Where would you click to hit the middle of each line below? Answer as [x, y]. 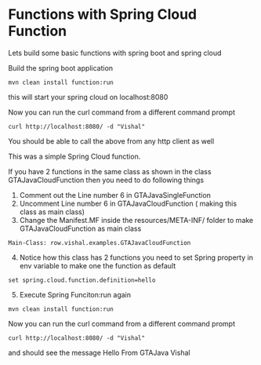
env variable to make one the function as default [98, 265]
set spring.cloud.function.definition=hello [82, 280]
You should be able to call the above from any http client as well [111, 141]
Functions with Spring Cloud [103, 15]
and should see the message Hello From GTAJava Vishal [99, 352]
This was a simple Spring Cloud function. [74, 156]
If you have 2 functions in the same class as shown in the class [110, 171]
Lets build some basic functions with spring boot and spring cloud [115, 53]
